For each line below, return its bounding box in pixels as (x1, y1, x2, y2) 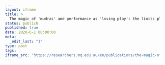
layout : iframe (5, 7, 36, 12)
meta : (5, 35, 16, 40)
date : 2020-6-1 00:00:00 (5, 30, 56, 35)
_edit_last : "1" (9, 39, 43, 44)
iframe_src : (5, 52, 29, 58)
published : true (5, 25, 38, 30)
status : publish (5, 21, 38, 26)
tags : (5, 48, 16, 53)
